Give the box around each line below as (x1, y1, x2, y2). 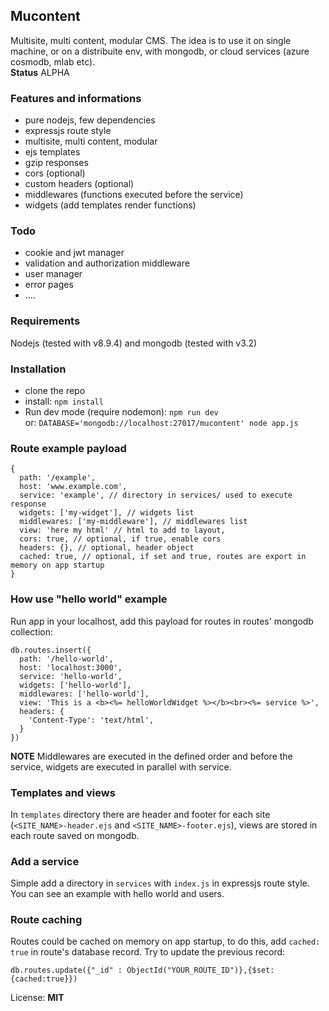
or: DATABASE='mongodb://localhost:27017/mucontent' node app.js (24, 417, 299, 428)
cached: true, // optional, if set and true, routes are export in (19, 552, 307, 562)
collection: (10, 625, 54, 638)
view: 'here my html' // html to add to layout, (19, 525, 226, 536)
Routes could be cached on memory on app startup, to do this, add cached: (10, 935, 321, 948)
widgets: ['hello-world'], (19, 680, 132, 690)
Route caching (10, 913, 83, 927)
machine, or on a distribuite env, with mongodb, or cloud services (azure (10, 45, 310, 57)
